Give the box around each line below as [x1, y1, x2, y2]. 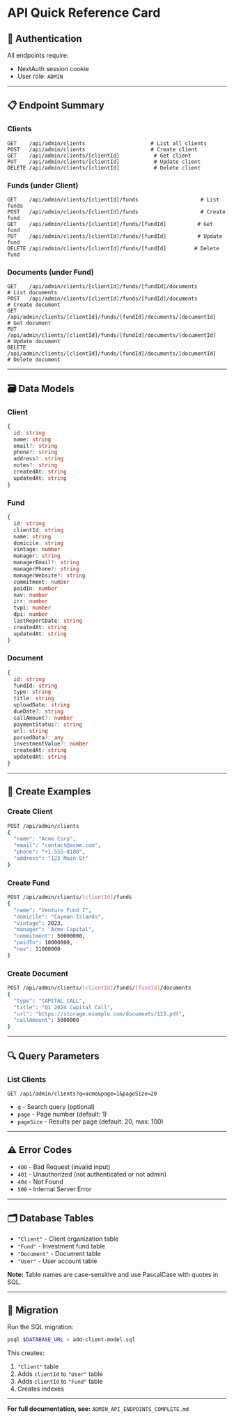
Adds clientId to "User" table [17, 1370, 103, 1378]
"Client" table [17, 1362, 59, 1371]
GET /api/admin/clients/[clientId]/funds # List [7, 196, 219, 203]
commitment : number [13, 578, 70, 585]
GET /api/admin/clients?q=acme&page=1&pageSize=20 [7, 1090, 157, 1097]
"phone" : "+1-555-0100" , [13, 849, 86, 856]
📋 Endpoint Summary [7, 100, 104, 112]
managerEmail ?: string [13, 559, 79, 566]
